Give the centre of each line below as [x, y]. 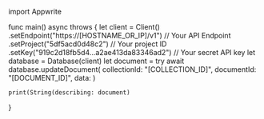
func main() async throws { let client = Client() [84, 27]
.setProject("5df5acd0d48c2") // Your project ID [88, 44]
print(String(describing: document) [69, 93]
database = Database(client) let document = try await [96, 61]
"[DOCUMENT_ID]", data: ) [52, 78]
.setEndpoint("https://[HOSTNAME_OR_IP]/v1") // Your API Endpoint [120, 36]
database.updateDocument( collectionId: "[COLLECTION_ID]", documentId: [132, 69]
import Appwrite [35, 12]
